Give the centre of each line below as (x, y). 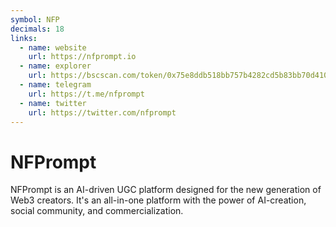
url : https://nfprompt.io (82, 57)
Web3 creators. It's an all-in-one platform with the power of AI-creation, (158, 200)
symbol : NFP (35, 19)
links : (24, 38)
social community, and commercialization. (97, 211)
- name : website (53, 47)
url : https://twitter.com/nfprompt (102, 112)
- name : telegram (55, 85)
